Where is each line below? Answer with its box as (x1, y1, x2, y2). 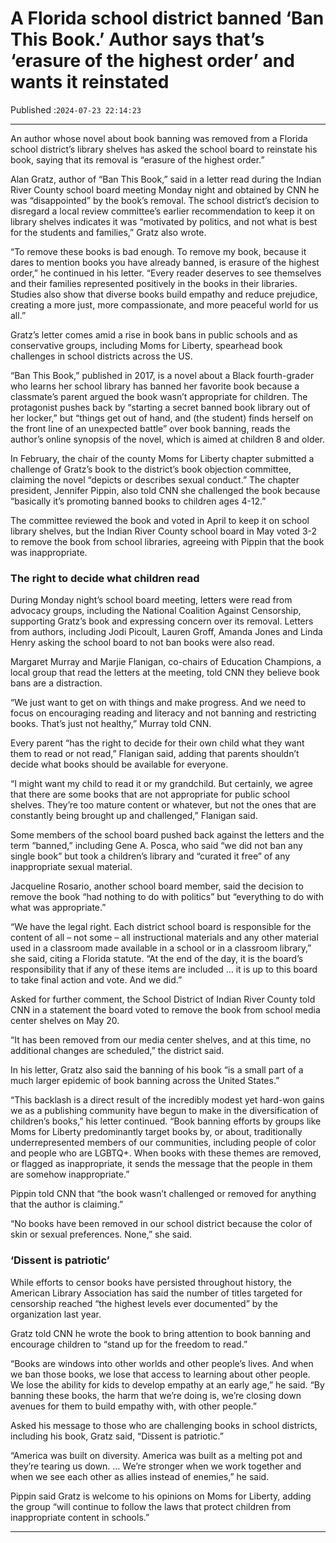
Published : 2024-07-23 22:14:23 (10, 103, 142, 116)
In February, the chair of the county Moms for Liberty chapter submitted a (10, 452, 315, 464)
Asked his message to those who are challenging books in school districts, (10, 1419, 318, 1431)
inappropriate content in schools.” (10, 1511, 150, 1523)
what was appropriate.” (10, 902, 107, 914)
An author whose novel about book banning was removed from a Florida (10, 132, 308, 144)
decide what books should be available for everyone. (10, 758, 229, 771)
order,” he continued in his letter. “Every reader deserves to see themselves (10, 267, 322, 279)
